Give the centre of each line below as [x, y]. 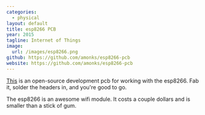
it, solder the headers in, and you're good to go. [67, 87]
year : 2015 [20, 35]
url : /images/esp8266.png [45, 52]
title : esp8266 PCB [31, 29]
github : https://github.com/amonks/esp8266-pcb [68, 57]
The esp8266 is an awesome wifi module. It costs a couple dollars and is [98, 99]
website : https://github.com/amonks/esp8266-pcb [70, 63]
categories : [21, 12]
